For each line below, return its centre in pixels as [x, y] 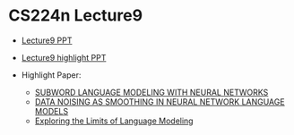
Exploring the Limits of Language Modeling [114, 121]
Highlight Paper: [51, 75]
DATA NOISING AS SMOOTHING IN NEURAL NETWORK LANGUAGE [160, 101]
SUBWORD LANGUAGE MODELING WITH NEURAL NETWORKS [151, 92]
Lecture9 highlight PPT [64, 57]
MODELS [52, 111]
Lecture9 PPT [47, 40]
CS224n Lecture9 [76, 16]
